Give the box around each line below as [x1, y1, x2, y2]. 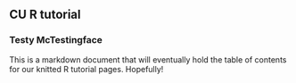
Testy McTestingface [9, 34, 103, 46]
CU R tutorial [9, 7, 81, 22]
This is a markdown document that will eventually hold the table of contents [9, 54, 287, 65]
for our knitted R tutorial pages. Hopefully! [9, 63, 164, 74]
